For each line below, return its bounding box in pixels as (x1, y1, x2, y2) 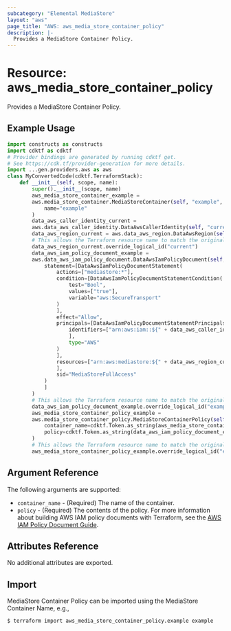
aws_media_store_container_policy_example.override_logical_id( (32, 448, 220, 455)
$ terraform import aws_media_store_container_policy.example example (7, 617, 214, 625)
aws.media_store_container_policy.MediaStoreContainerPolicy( (32, 416, 214, 423)
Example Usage (7, 122, 76, 134)
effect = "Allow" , (56, 314, 103, 321)
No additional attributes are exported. (7, 559, 113, 567)
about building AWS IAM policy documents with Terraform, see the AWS (16, 513, 221, 522)
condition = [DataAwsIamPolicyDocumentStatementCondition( (56, 275, 223, 282)
